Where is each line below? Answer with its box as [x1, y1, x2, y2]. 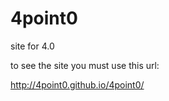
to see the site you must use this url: [10, 59, 160, 71]
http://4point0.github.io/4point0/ [10, 78, 145, 91]
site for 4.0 [10, 40, 55, 52]
